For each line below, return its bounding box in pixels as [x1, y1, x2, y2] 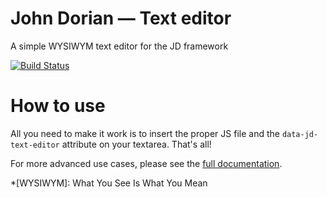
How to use [10, 95, 106, 117]
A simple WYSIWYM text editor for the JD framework [10, 40, 229, 52]
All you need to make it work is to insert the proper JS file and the [10, 127, 280, 139]
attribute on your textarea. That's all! [61, 138, 212, 150]
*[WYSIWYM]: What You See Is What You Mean [10, 177, 208, 189]
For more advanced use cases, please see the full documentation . [10, 157, 283, 169]
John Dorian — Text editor [10, 7, 232, 30]
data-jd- [281, 129, 319, 139]
